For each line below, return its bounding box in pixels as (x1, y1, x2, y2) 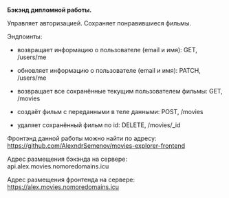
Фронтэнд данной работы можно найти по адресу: (7, 134, 157, 142)
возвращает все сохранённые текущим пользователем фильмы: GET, (17, 87, 223, 95)
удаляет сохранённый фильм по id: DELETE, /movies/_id (17, 121, 181, 129)
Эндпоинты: (7, 32, 43, 41)
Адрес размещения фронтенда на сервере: (7, 175, 135, 184)
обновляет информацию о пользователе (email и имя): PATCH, (17, 67, 201, 74)
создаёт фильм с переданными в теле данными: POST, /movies (17, 108, 204, 115)
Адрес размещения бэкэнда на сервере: (7, 155, 128, 163)
